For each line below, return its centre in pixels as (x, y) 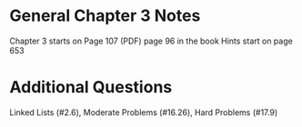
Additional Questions (91, 88)
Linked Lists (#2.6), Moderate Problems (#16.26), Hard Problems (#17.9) (144, 112)
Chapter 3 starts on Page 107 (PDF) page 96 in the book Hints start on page (151, 41)
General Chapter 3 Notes (105, 16)
